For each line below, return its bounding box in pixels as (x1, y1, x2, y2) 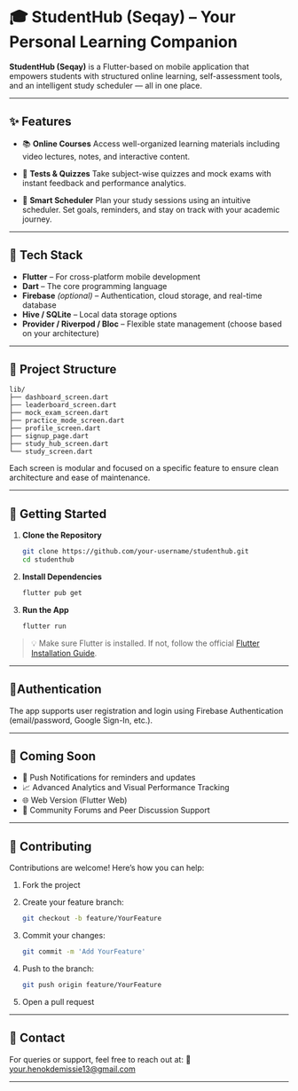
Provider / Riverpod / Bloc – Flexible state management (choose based (21, 318, 282, 329)
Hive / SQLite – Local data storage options (21, 309, 177, 319)
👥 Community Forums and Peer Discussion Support (21, 805, 210, 816)
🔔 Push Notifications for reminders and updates (21, 773, 196, 783)
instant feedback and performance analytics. (21, 177, 186, 188)
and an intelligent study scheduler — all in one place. (9, 80, 202, 90)
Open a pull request (21, 996, 95, 1007)
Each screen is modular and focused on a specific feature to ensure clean (9, 463, 279, 474)
